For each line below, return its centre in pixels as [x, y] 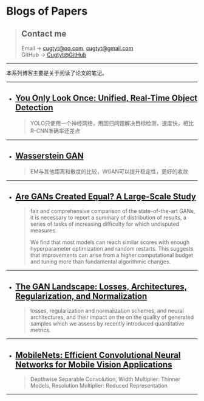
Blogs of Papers [47, 11]
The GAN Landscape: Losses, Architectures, [101, 286]
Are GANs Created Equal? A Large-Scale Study [105, 197]
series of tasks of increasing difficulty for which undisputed [105, 224]
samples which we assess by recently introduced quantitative [107, 324]
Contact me [44, 34]
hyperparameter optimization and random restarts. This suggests [112, 249]
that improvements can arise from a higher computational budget [111, 255]
